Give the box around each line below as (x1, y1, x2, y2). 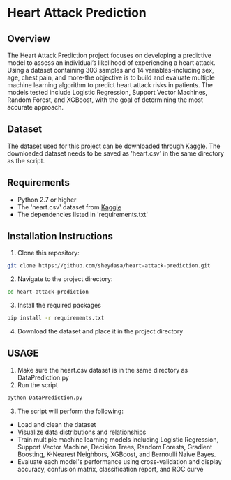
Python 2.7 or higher (17, 195, 77, 204)
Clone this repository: (17, 249, 80, 257)
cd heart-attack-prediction (7, 288, 89, 296)
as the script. (7, 156, 45, 165)
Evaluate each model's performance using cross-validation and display (17, 457, 222, 465)
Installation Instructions (7, 230, 114, 242)
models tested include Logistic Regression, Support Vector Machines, (7, 89, 208, 96)
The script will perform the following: (17, 407, 124, 415)
